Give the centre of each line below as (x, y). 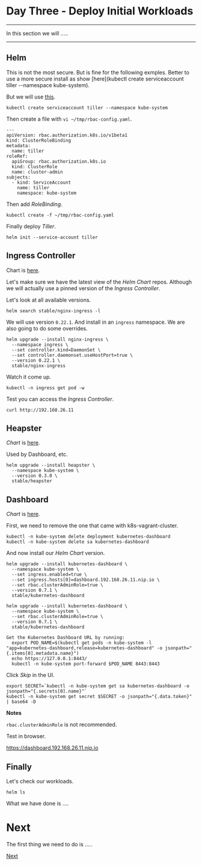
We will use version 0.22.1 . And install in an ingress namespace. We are (96, 322)
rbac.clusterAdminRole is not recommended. (62, 724)
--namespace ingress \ (40, 344)
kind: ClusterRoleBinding (38, 140)
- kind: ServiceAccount (41, 182)
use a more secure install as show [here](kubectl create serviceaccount (95, 79)
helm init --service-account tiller (52, 237)
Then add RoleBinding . (35, 204)
